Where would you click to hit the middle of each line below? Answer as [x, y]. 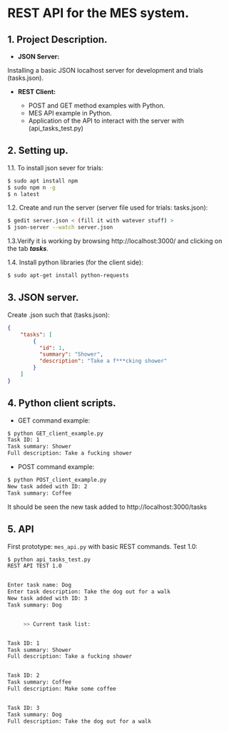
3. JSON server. [43, 298]
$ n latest [24, 194]
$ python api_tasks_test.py [49, 560]
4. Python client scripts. [62, 403]
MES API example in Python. [70, 113]
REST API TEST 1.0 [35, 566]
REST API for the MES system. [98, 13]
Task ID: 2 [24, 676]
